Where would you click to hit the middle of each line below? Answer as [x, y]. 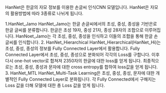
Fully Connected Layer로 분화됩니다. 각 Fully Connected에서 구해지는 [87, 79]
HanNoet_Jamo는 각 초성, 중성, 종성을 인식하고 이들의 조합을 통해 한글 [84, 36]
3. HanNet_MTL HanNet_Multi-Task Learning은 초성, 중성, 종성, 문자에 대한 [80, 73]
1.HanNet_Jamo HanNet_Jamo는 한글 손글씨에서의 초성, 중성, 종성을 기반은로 [81, 24]
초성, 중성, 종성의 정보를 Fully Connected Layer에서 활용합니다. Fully [73, 48]
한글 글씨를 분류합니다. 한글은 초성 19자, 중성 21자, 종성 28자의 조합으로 [75, 30]
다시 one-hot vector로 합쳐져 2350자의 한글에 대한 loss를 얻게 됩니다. [74, 61]
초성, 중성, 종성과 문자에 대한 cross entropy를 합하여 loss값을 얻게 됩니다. [86, 67]
